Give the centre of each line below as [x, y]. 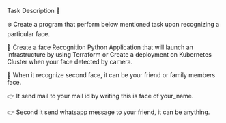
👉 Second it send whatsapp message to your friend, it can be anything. [109, 112]
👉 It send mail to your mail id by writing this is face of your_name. [100, 96]
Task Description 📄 [33, 11]
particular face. [28, 34]
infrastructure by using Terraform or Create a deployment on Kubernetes [109, 54]
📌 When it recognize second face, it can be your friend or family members [111, 75]
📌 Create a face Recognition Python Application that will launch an [100, 47]
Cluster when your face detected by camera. [70, 62]
